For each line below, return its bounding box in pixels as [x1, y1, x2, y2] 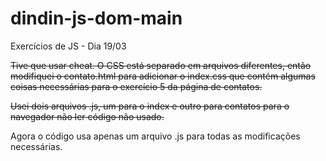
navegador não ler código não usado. [10, 110, 165, 122]
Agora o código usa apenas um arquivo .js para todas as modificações [10, 130, 301, 142]
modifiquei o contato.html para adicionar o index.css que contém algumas [10, 70, 316, 82]
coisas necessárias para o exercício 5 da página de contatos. [10, 80, 263, 92]
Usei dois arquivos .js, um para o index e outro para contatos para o [10, 100, 290, 112]
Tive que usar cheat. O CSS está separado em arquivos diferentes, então [10, 59, 312, 71]
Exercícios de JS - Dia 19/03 [10, 40, 127, 52]
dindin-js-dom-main [10, 7, 183, 30]
